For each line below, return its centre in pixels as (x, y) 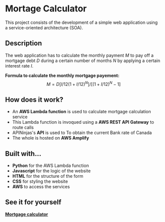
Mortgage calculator (27, 214)
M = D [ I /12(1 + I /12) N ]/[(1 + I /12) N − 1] (84, 83)
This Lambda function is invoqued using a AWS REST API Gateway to (83, 122)
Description (23, 43)
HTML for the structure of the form (48, 176)
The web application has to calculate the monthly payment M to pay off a (80, 55)
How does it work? (34, 100)
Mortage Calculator (46, 9)
